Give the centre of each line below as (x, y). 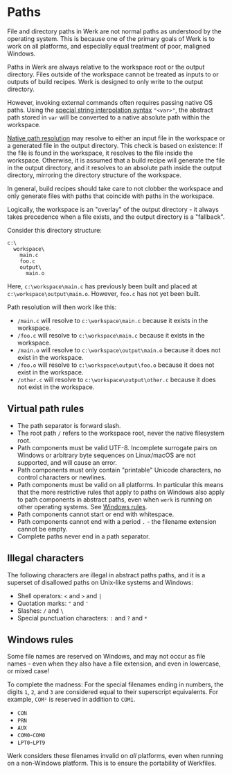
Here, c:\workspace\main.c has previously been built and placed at (102, 286)
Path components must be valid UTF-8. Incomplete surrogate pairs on (117, 447)
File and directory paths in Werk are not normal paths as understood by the (114, 31)
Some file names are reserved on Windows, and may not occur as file (106, 657)
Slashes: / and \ (41, 610)
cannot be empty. (42, 529)
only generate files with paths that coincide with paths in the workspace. (111, 196)
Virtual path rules (46, 409)
